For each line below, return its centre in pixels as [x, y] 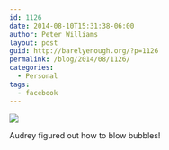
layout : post [34, 43]
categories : [31, 68]
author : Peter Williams [54, 34]
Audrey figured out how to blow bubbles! [85, 135]
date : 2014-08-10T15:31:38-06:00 [72, 26]
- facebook [38, 93]
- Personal [38, 76]
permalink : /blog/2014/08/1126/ [70, 59]
